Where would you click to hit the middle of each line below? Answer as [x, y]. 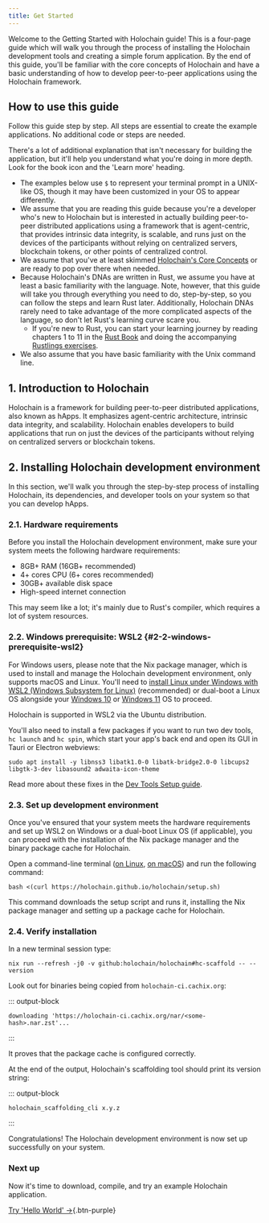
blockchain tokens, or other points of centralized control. [114, 251]
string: [19, 1078]
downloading [28, 1016]
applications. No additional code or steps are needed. [97, 135]
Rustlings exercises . [65, 346]
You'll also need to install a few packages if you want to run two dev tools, [131, 730]
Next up [24, 1168]
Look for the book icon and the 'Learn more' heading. [97, 168]
